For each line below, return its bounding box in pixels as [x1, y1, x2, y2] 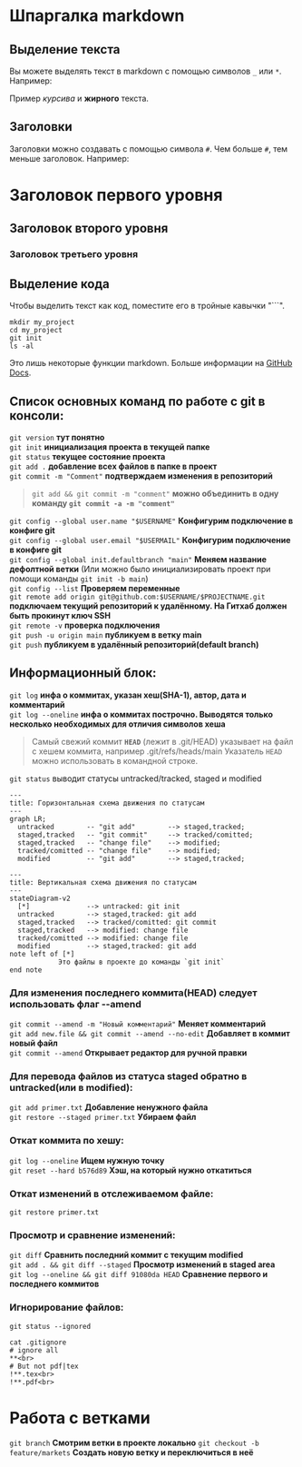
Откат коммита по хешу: [9, 1135, 124, 1147]
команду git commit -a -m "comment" [31, 497, 175, 509]
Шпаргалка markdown [9, 5, 185, 26]
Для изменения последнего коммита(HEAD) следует [9, 986, 258, 999]
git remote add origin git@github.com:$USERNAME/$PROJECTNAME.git [9, 592, 266, 601]
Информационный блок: [9, 665, 157, 681]
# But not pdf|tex [9, 1362, 79, 1371]
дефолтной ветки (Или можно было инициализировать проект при [9, 563, 271, 574]
